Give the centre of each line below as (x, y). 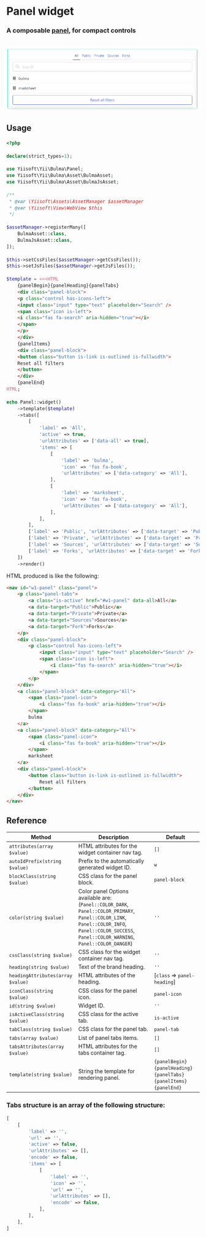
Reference (27, 820)
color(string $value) (36, 918)
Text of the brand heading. (112, 967)
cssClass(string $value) (40, 956)
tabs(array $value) (34, 1038)
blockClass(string (32, 877)
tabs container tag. (102, 1053)
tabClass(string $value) (40, 1030)
